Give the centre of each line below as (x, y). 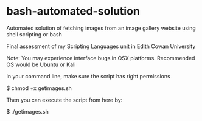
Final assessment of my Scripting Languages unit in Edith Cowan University (101, 46)
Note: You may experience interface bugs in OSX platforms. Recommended (101, 58)
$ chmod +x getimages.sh (39, 88)
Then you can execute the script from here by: (64, 100)
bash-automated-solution (73, 11)
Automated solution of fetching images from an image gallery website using (101, 28)
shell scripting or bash (34, 34)
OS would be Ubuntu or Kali (41, 64)
